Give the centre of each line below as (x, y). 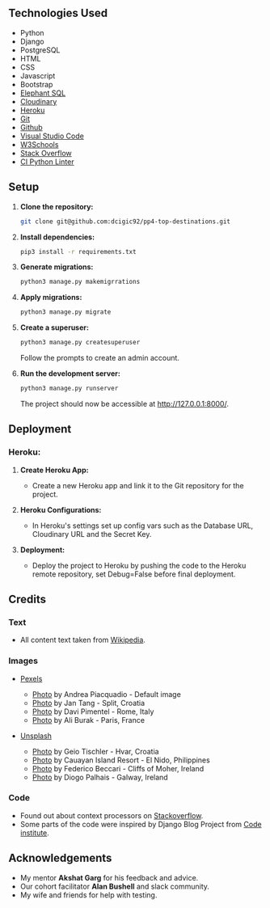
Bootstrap (36, 84)
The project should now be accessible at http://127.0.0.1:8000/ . (124, 403)
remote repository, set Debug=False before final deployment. (134, 574)
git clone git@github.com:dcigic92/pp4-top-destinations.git (125, 222)
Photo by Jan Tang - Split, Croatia (89, 703)
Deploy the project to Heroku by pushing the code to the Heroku (139, 565)
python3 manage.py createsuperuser (80, 343)
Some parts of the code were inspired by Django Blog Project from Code (141, 824)
